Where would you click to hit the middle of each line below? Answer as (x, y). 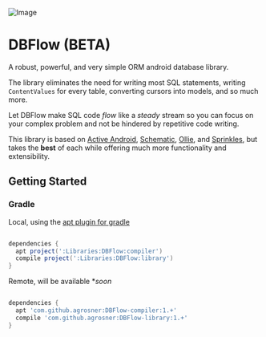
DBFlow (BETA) (59, 45)
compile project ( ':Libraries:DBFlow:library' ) (95, 258)
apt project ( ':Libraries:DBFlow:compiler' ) (89, 251)
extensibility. (29, 156)
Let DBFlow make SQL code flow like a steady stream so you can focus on (131, 115)
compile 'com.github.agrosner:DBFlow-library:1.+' (102, 318)
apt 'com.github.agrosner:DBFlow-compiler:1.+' (97, 311)
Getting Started (48, 182)
